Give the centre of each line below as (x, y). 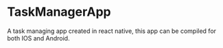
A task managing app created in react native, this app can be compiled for (112, 31)
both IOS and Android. (38, 38)
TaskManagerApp (59, 12)
